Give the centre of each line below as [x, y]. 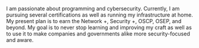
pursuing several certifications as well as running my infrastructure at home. [100, 15]
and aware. [20, 40]
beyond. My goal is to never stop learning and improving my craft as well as [99, 27]
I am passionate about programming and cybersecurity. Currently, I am [93, 9]
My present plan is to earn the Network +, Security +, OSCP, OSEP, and [94, 21]
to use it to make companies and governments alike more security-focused [98, 34]
